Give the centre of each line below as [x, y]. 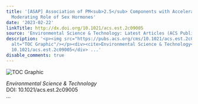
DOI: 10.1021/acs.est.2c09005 [42, 89]
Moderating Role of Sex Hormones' [54, 17]
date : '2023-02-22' [30, 22]
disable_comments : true [35, 55]
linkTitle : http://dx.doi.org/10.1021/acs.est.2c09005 [75, 28]
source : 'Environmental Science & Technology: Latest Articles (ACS [92, 33]
